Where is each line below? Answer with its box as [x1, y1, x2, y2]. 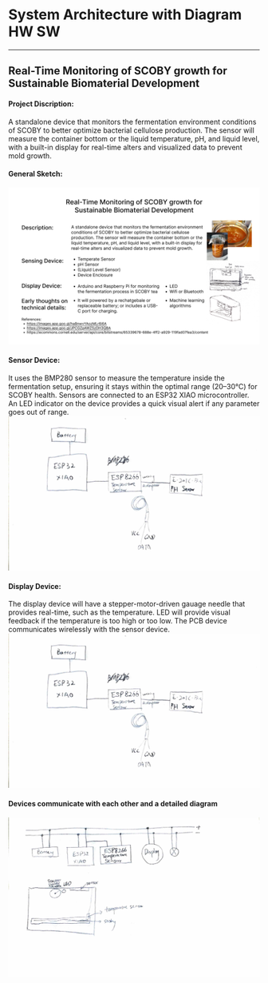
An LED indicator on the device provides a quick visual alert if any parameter [8, 398, 260, 408]
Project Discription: [8, 98, 74, 109]
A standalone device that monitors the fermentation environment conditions [8, 117, 257, 126]
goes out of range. [8, 407, 69, 416]
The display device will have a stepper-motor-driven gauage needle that [8, 599, 246, 609]
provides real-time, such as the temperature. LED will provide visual [8, 607, 231, 617]
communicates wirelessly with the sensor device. [8, 625, 170, 635]
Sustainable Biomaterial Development [8, 77, 200, 90]
